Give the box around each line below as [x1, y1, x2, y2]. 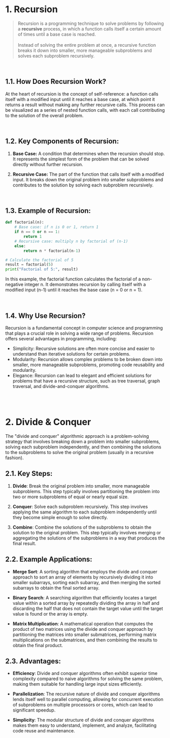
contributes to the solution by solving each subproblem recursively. [12, 182, 154, 188]
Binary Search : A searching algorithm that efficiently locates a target [12, 594, 157, 600]
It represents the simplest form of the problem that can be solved [12, 156, 149, 162]
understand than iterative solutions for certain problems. [12, 350, 131, 357]
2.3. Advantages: [5, 657, 61, 665]
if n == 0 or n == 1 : [14, 230, 60, 235]
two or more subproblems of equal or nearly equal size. [12, 494, 129, 500]
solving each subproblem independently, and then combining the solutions [5, 443, 161, 450]
